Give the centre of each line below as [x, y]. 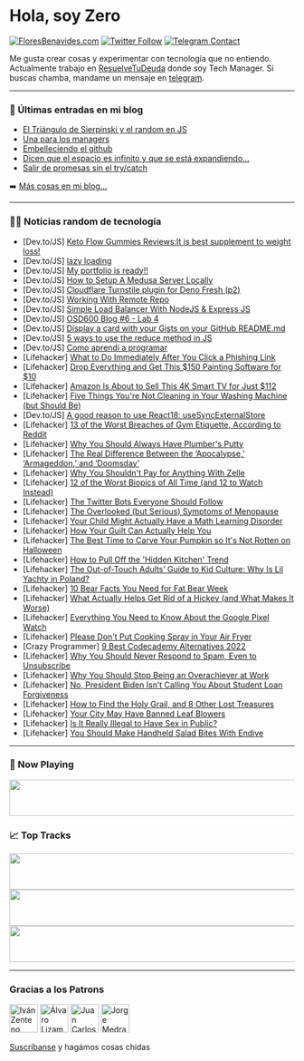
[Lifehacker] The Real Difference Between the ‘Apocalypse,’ [133, 453]
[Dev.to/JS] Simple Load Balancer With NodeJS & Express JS [136, 308]
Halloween [42, 550]
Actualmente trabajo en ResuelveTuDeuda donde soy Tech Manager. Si [142, 68]
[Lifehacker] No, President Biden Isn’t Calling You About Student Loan [152, 685]
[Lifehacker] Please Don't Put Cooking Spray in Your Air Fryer [137, 637]
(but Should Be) [52, 405]
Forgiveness [45, 694]
